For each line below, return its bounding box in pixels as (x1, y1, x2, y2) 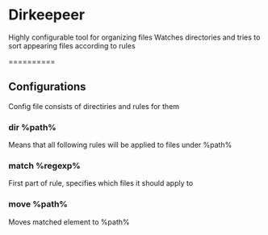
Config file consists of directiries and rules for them (8, 101, 180, 111)
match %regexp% (8, 160, 81, 171)
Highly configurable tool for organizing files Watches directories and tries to (8, 32, 261, 42)
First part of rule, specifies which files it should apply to (8, 178, 194, 188)
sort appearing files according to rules (8, 40, 136, 50)
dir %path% (8, 121, 57, 132)
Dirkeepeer (8, 6, 86, 24)
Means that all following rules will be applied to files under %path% (8, 140, 232, 150)
